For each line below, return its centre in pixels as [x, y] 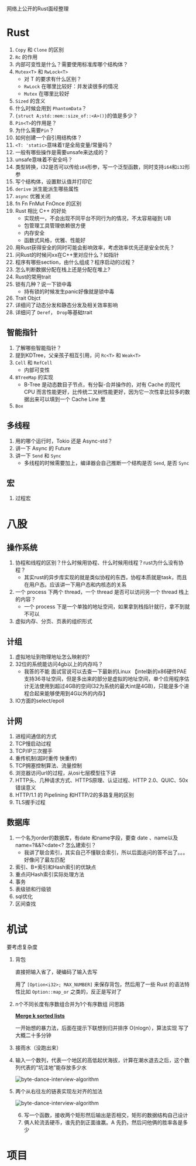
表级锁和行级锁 [33, 889]
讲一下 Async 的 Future [43, 448]
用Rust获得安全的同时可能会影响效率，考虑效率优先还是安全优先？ [95, 247]
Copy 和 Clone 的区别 [39, 49]
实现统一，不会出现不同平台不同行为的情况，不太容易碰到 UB [97, 218]
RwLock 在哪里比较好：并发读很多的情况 [71, 86]
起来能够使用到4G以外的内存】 [71, 694]
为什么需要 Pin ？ [35, 130]
